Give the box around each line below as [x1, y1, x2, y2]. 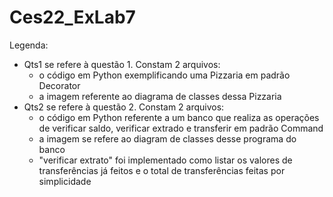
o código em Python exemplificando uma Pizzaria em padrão [38, 69, 291, 81]
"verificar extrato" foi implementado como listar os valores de [38, 154, 293, 166]
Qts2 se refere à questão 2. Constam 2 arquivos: [23, 101, 225, 113]
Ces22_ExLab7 [9, 6, 136, 29]
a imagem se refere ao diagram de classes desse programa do [38, 132, 297, 145]
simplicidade [38, 175, 92, 187]
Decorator [38, 79, 81, 91]
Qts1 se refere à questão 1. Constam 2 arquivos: [23, 58, 221, 70]
